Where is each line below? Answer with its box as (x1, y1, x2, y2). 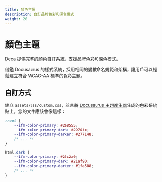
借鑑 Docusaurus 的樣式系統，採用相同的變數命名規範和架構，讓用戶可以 (5, 67, 153, 73)
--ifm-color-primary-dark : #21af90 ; (14, 159, 90, 164)
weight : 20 (5, 16, 28, 21)
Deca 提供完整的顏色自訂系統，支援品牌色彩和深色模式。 (5, 56, 121, 62)
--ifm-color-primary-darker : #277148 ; (14, 132, 94, 137)
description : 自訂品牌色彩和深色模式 (5, 12, 74, 17)
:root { (5, 118, 21, 123)
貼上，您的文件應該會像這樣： (5, 108, 65, 114)
